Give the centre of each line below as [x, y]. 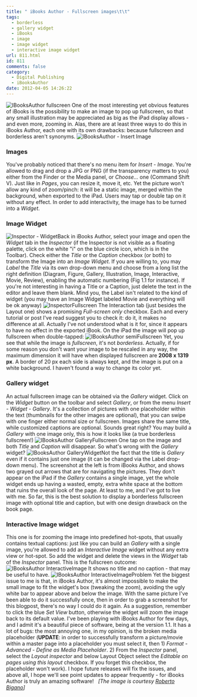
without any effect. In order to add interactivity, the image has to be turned [96, 202]
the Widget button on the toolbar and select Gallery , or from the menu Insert [98, 402]
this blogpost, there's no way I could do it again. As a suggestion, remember [98, 606]
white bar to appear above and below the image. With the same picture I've [97, 594]
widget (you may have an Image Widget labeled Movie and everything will [96, 299]
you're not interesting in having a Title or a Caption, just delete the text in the [99, 287]
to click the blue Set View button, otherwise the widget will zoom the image [97, 612]
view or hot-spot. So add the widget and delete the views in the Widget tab [97, 556]
